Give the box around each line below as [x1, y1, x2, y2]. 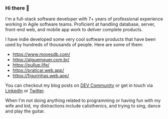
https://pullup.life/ [12, 62, 50, 68]
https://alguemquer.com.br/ [12, 57, 70, 63]
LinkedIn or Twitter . [5, 88, 45, 94]
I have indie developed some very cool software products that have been [5, 36, 156, 42]
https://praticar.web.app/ [12, 67, 64, 73]
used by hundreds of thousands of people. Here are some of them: [5, 42, 143, 48]
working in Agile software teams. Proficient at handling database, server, [5, 21, 155, 27]
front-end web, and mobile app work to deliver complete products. [5, 27, 143, 33]
